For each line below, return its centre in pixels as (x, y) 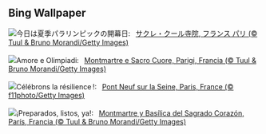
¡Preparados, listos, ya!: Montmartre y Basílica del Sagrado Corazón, (131, 113)
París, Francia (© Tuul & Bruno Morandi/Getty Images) (97, 121)
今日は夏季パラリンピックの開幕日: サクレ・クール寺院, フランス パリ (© (137, 33)
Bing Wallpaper (47, 13)
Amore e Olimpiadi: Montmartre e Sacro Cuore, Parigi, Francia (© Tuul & (137, 60)
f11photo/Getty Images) (47, 95)
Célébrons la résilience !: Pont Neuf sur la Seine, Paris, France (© (125, 86)
